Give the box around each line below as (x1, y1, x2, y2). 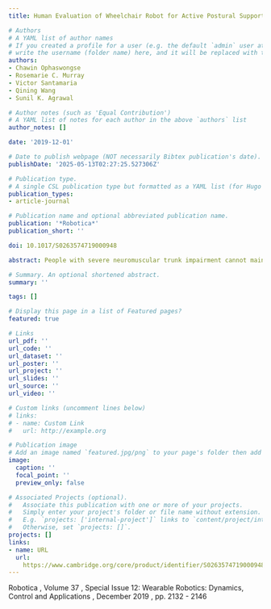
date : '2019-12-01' (8, 138, 74, 146)
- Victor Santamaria (8, 78, 78, 87)
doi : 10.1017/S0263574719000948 (8, 241, 117, 250)
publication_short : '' (8, 227, 85, 235)
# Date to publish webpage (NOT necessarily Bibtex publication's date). (8, 153, 262, 161)
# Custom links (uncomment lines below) (8, 404, 147, 412)
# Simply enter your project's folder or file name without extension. (8, 508, 262, 517)
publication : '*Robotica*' (8, 220, 99, 228)
